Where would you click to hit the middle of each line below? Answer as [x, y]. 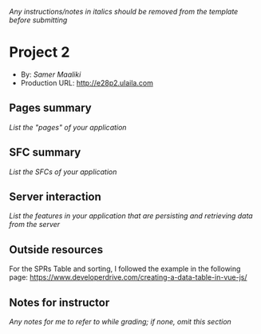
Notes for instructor [59, 302]
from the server [35, 225]
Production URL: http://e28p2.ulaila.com [87, 82]
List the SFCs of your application [63, 172]
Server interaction [55, 196]
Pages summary [50, 108]
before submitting [38, 20]
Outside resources [56, 250]
